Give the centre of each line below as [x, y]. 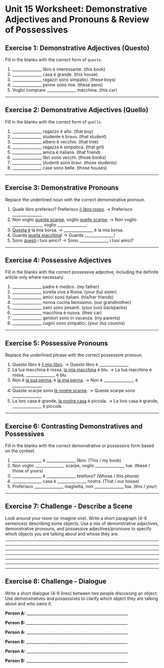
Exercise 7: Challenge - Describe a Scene [69, 507]
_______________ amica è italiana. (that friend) [56, 152]
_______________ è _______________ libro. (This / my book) [67, 460]
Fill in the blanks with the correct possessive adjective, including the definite [82, 272]
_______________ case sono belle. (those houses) [60, 168]
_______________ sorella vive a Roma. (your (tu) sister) [64, 292]
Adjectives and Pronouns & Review [77, 19]
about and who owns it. [29, 603]
